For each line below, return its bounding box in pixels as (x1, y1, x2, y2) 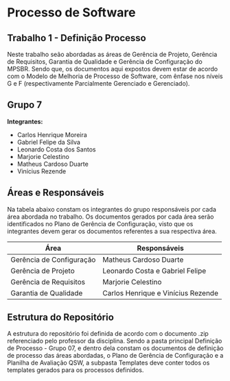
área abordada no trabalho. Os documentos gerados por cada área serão (7, 212, 214, 221)
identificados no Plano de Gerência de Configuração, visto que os (7, 219, 194, 228)
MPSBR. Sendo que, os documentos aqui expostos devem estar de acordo (7, 65, 218, 73)
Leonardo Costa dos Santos (16, 145, 96, 153)
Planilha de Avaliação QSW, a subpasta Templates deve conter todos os (7, 358, 210, 367)
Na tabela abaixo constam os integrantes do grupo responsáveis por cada (7, 205, 216, 213)
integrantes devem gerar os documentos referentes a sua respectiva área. (7, 227, 218, 235)
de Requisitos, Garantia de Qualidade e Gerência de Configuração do (7, 58, 203, 66)
